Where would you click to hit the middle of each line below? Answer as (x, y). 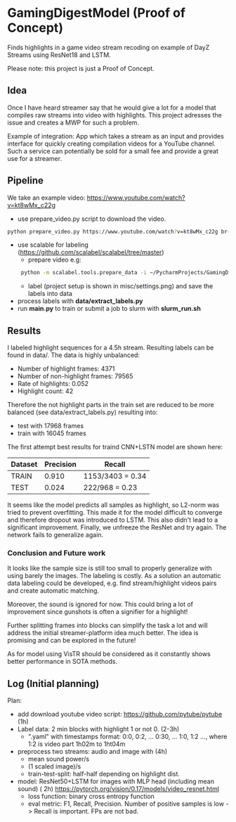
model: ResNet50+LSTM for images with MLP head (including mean (116, 781)
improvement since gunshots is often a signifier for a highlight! (98, 612)
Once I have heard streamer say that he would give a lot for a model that (112, 108)
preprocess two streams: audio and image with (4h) (92, 752)
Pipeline (26, 181)
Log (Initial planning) (53, 683)
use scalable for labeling (53, 245)
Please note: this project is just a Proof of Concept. (81, 68)
